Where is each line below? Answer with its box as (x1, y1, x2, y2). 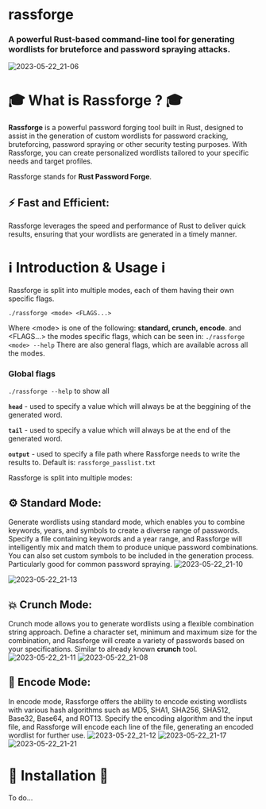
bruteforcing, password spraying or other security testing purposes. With (8, 140, 248, 149)
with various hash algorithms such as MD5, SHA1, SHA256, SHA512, (8, 705, 230, 715)
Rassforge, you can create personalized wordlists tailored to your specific (8, 148, 249, 158)
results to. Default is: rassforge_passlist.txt (8, 458, 156, 468)
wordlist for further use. (8, 730, 86, 740)
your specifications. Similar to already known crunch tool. (8, 645, 198, 654)
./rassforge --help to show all (8, 387, 110, 396)
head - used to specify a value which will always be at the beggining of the (8, 402, 252, 411)
